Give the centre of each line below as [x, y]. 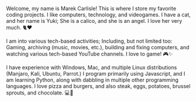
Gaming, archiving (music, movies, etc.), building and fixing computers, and [98, 47]
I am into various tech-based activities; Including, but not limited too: [89, 41]
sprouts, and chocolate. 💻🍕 [40, 93]
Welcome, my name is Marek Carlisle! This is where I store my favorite [91, 8]
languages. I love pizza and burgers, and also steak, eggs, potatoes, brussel [98, 86]
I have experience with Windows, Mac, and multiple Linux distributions [92, 67]
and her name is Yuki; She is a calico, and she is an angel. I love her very [94, 21]
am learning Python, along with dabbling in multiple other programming [92, 80]
